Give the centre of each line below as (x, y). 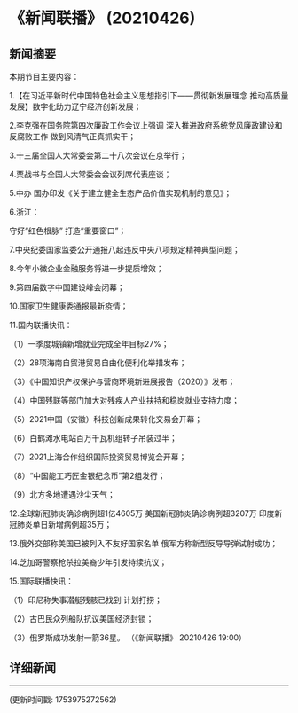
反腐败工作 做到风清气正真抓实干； (72, 137)
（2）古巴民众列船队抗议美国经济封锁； (82, 619)
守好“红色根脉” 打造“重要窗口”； (68, 231)
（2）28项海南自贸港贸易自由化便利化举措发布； (98, 363)
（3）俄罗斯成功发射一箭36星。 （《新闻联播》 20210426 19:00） (128, 638)
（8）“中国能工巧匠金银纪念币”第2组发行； (87, 476)
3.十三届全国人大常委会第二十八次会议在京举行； (98, 155)
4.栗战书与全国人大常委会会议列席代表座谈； (90, 174)
